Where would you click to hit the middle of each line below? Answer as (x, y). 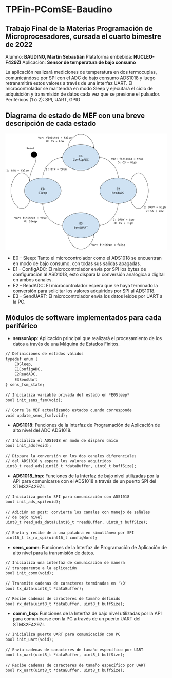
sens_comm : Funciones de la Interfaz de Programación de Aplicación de (90, 547)
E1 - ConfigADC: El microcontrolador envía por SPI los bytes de (79, 269)
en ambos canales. (33, 280)
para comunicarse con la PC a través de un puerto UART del (77, 619)
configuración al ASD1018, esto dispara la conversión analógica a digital (89, 275)
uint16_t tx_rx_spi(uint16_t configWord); (51, 538)
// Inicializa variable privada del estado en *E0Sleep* (68, 395)
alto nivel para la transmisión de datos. (54, 553)
